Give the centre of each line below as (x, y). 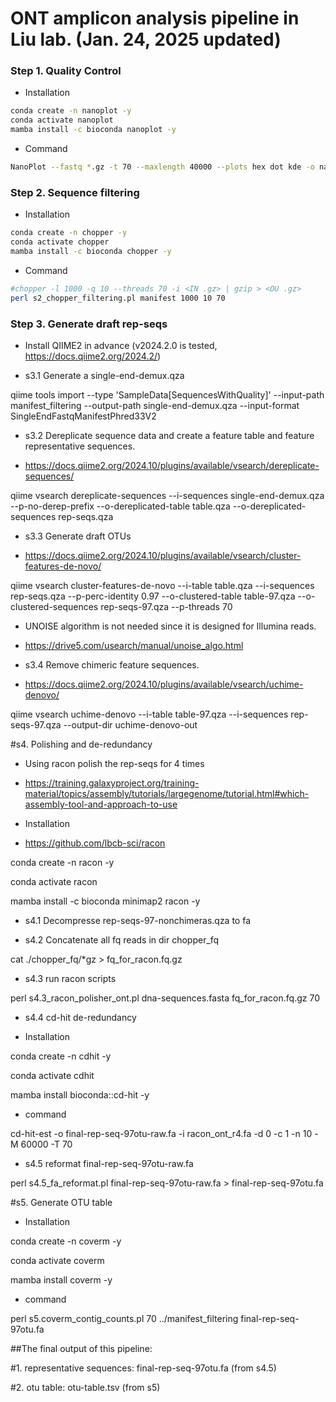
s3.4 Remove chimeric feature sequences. (112, 664)
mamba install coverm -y (61, 1279)
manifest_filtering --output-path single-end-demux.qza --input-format (155, 405)
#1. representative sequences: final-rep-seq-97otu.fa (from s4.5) (143, 1368)
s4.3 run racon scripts (70, 978)
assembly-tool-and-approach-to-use (101, 804)
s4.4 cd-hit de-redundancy (80, 1017)
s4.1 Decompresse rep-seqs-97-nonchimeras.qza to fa (138, 920)
